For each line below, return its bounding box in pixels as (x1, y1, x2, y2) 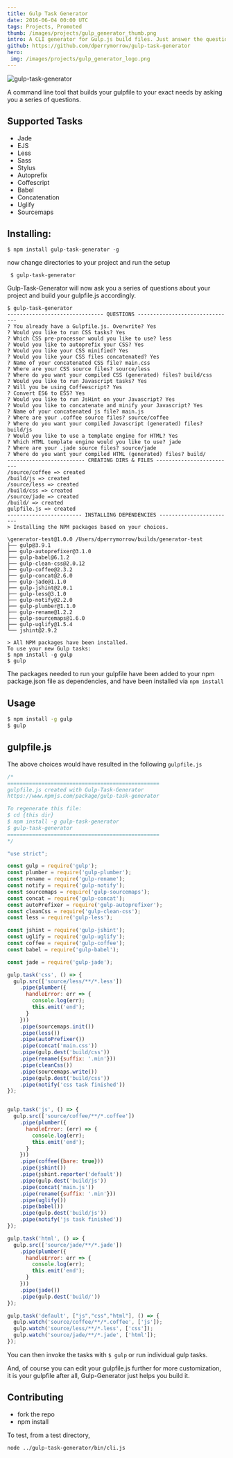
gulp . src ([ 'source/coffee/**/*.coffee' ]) (13, 1113, 135, 1120)
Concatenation (17, 193, 60, 202)
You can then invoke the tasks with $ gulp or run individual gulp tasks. (7, 1350, 208, 1359)
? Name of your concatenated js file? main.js (7, 408, 144, 416)
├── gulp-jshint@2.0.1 (7, 584, 73, 591)
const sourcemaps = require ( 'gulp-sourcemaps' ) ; (7, 888, 150, 895)
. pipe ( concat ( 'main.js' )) (19, 1183, 95, 1190)
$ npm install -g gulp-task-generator (7, 818, 119, 825)
